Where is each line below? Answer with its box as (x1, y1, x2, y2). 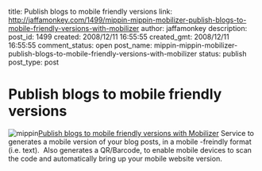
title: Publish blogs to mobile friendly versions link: (8, 7, 173, 16)
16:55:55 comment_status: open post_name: (8, 41, 152, 50)
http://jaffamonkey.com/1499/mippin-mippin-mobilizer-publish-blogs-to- (8, 15, 247, 25)
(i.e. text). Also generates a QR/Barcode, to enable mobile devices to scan (8, 145, 252, 154)
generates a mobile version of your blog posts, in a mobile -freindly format (8, 137, 252, 146)
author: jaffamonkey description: (141, 24, 248, 33)
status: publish (198, 49, 247, 58)
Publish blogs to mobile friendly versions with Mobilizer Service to (38, 128, 255, 138)
